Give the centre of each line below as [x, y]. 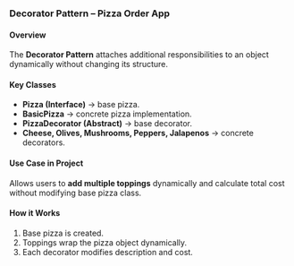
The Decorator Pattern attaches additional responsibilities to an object [139, 55]
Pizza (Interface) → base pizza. [81, 105]
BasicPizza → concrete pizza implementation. [107, 114]
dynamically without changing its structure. [88, 64]
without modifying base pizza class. [76, 193]
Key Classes [33, 84]
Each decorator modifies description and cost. [108, 252]
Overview [28, 35]
